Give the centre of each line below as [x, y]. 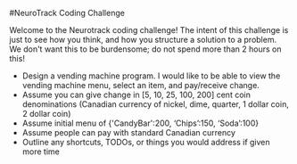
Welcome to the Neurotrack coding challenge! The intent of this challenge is [149, 30]
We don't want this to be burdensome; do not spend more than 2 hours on [145, 49]
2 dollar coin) [46, 114]
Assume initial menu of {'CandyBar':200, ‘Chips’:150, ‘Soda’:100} [140, 123]
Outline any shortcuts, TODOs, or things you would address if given [146, 142]
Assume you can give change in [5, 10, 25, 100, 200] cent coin [136, 94]
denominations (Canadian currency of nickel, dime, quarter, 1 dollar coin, [156, 104]
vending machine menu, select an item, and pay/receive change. [141, 85]
